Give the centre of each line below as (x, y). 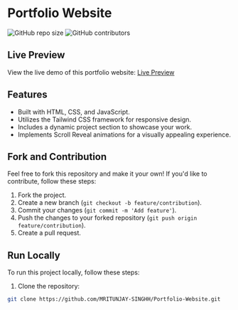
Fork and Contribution (57, 157)
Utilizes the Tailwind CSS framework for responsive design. (104, 119)
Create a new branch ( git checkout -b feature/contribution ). (110, 203)
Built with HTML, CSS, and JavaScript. (74, 112)
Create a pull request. (49, 233)
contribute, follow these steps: (52, 181)
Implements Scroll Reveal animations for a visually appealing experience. (124, 134)
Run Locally (34, 255)
